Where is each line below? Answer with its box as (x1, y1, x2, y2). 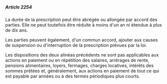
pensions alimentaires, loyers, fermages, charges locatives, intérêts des (5, 62, 154, 68)
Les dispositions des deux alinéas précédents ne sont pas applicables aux (5, 51, 159, 57)
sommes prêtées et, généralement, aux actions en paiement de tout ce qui (5, 67, 159, 73)
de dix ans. (5, 27, 28, 33)
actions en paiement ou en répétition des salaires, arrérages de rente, (5, 57, 150, 63)
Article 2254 (5, 4, 32, 10)
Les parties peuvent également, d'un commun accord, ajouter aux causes (5, 36, 158, 42)
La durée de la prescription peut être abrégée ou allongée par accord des (5, 16, 157, 22)
